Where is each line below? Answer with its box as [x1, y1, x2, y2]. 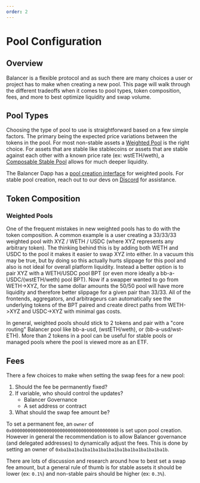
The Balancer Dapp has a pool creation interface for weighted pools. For [6, 170, 184, 177]
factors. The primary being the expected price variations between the [6, 133, 177, 140]
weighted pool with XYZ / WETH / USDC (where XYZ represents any [6, 238, 174, 245]
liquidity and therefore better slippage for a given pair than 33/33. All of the [6, 288, 191, 296]
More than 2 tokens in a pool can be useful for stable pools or [21, 332, 173, 339]
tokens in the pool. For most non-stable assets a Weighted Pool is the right [6, 139, 190, 147]
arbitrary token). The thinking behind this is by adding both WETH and [6, 244, 179, 251]
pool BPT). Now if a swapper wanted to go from [61, 276, 179, 283]
